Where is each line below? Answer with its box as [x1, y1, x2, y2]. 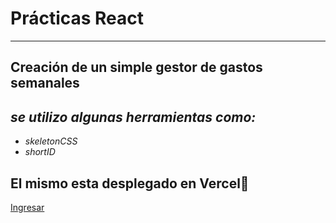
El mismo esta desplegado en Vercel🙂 [10, 175, 250, 192]
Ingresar [10, 201, 45, 213]
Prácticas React [10, 7, 145, 30]
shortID [24, 146, 56, 158]
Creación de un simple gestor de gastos [10, 59, 263, 76]
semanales [10, 75, 80, 92]
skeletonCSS [24, 135, 78, 147]
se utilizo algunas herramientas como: [10, 108, 257, 126]
